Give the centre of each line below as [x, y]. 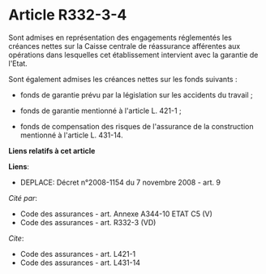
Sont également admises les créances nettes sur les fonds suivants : [123, 79]
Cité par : [23, 198]
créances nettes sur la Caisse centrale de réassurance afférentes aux [124, 46]
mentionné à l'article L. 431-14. [71, 135]
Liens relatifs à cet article [52, 150]
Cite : [16, 238]
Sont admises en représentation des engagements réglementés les [120, 37]
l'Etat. [18, 63]
